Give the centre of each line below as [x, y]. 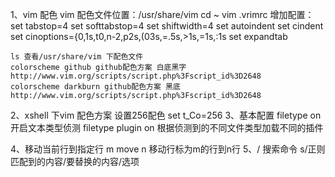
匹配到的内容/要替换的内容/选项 [75, 161]
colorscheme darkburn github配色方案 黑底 [95, 87]
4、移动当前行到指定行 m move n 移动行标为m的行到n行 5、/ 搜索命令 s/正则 [168, 149]
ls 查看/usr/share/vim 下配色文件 [77, 57]
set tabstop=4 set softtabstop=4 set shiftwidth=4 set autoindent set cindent [167, 26]
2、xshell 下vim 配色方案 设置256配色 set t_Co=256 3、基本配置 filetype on [166, 115]
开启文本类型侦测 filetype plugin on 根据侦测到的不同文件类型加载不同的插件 [167, 127]
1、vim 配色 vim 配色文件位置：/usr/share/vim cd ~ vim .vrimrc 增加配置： [162, 14]
